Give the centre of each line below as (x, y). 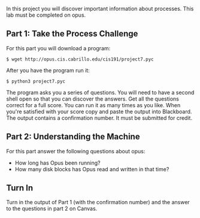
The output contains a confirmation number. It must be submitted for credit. (99, 118)
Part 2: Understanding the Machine (73, 137)
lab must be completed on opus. (46, 15)
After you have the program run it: (48, 70)
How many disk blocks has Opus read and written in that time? (92, 169)
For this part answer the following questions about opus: (76, 151)
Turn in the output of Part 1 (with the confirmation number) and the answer (98, 202)
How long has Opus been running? (57, 163)
